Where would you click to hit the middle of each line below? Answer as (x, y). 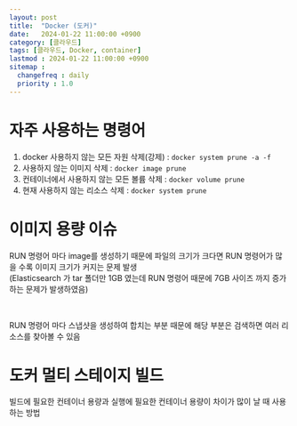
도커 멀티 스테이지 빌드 (87, 375)
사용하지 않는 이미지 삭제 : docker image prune (104, 168)
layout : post (33, 17)
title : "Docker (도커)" (53, 26)
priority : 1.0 (45, 84)
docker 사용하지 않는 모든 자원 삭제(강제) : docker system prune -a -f (146, 157)
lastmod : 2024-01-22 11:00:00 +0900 (79, 59)
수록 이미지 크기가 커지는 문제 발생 (78, 267)
